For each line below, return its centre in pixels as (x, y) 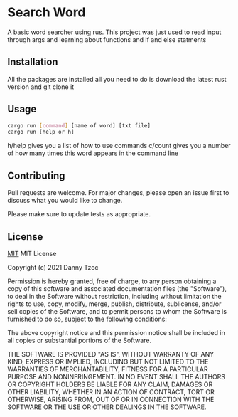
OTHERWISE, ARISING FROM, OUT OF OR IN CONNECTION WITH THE (111, 399)
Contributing (36, 175)
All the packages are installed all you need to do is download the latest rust (117, 79)
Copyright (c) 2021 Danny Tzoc (53, 267)
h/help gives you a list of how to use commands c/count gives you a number (119, 146)
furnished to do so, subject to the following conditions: (87, 319)
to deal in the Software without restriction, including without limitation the (114, 296)
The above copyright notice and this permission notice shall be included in (116, 332)
